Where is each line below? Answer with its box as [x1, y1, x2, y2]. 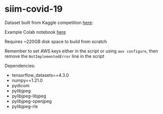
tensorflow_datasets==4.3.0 [11, 72, 69, 78]
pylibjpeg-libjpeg [11, 93, 46, 99]
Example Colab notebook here [4, 29, 66, 35]
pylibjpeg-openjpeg [11, 98, 52, 104]
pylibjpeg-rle [11, 103, 38, 109]
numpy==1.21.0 [11, 77, 43, 83]
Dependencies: [4, 63, 35, 68]
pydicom [11, 82, 30, 89]
